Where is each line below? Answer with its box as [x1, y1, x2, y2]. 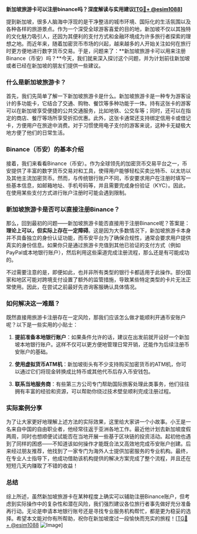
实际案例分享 [6, 404, 43, 412]
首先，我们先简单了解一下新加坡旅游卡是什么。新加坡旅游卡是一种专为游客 [6, 93, 186, 100]
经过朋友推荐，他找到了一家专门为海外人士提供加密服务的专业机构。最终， [11, 448, 191, 455]
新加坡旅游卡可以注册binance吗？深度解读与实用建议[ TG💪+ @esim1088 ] [6, 6, 183, 12]
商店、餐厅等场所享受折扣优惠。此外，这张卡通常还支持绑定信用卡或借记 [16, 114, 191, 122]
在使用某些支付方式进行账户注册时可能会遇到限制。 [6, 189, 130, 196]
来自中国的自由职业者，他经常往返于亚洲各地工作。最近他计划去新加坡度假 [11, 426, 191, 433]
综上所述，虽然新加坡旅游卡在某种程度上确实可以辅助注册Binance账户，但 [6, 492, 185, 500]
